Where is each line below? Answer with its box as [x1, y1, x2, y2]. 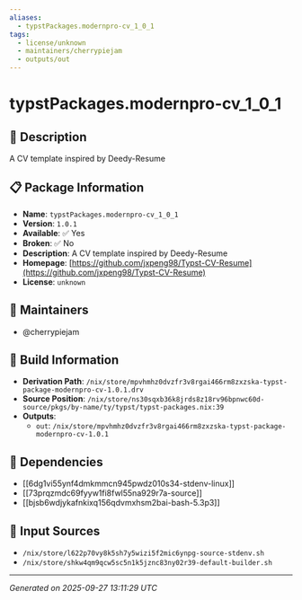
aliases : [9, 13, 42, 22]
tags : [9, 30, 30, 39]
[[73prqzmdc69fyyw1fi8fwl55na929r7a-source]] [22, 488, 202, 499]
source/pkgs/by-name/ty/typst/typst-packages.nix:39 [22, 403, 225, 412]
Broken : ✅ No [22, 237, 75, 248]
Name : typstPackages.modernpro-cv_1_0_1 [22, 208, 179, 219]
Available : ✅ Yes [22, 227, 85, 238]
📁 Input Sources [9, 523, 101, 539]
